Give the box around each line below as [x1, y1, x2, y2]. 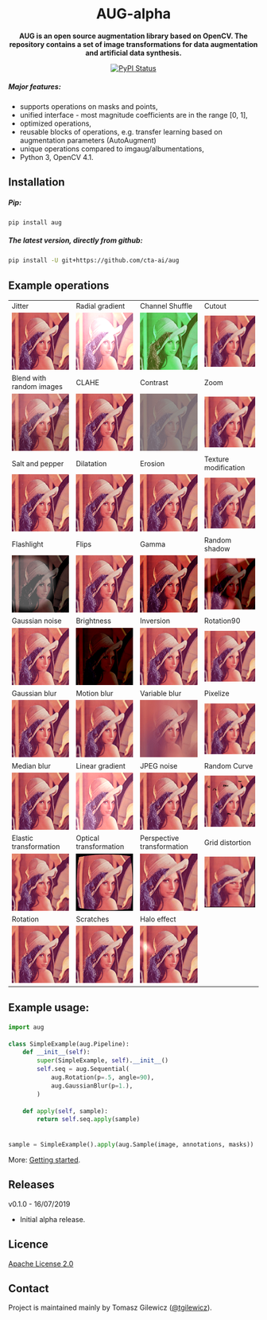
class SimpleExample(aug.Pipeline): [8, 1040, 130, 1048]
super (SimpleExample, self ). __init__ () [37, 1057, 169, 1065]
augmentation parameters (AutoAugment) [19, 135, 157, 145]
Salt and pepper [11, 458, 64, 468]
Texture [203, 454, 230, 464]
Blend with [11, 373, 47, 383]
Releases [8, 1178, 55, 1192]
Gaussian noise [11, 616, 62, 625]
